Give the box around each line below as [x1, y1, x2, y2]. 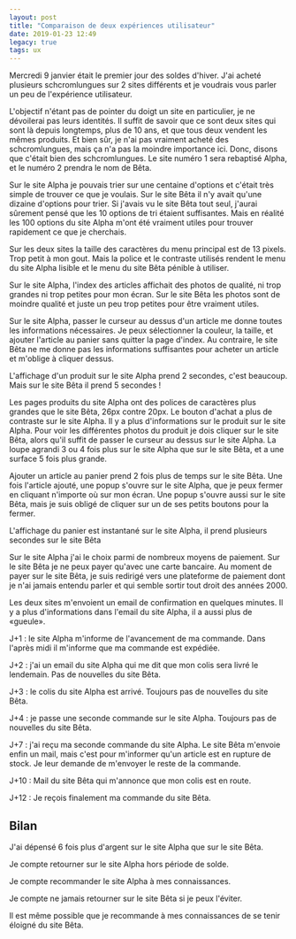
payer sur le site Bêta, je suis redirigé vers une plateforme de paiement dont [9, 571, 285, 581]
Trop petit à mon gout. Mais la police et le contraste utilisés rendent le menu [9, 253, 285, 264]
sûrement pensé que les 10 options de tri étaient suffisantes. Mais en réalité [9, 208, 285, 219]
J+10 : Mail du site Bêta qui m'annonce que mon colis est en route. [9, 775, 252, 786]
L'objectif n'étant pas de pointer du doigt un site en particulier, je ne [9, 106, 255, 117]
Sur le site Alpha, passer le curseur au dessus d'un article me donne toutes [9, 316, 283, 327]
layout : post [9, 12, 57, 22]
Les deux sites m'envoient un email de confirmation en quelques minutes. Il [9, 597, 284, 608]
